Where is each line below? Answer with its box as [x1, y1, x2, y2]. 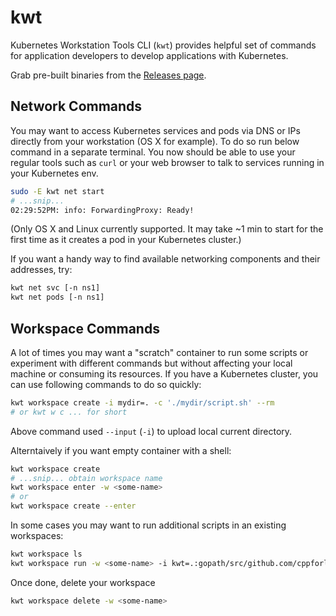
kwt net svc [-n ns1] [10, 283, 101, 293]
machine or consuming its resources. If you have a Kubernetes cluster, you [10, 367, 319, 380]
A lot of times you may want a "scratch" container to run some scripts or [10, 346, 309, 358]
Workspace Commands [10, 320, 160, 337]
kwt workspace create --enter [10, 501, 137, 511]
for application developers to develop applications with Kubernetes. [10, 49, 289, 61]
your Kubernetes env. [10, 167, 99, 179]
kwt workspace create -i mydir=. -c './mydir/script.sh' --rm [10, 397, 275, 408]
